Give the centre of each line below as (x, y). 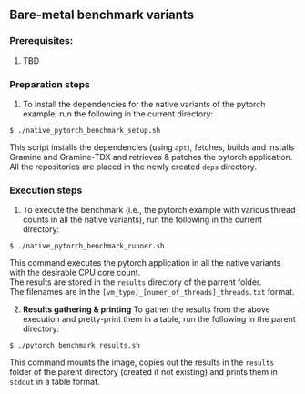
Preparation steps (50, 84)
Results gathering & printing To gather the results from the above (146, 309)
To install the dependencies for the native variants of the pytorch (144, 104)
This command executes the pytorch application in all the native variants (145, 263)
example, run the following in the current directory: (118, 114)
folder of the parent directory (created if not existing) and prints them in (143, 372)
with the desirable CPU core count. (75, 273)
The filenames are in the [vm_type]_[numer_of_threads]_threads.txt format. (152, 292)
